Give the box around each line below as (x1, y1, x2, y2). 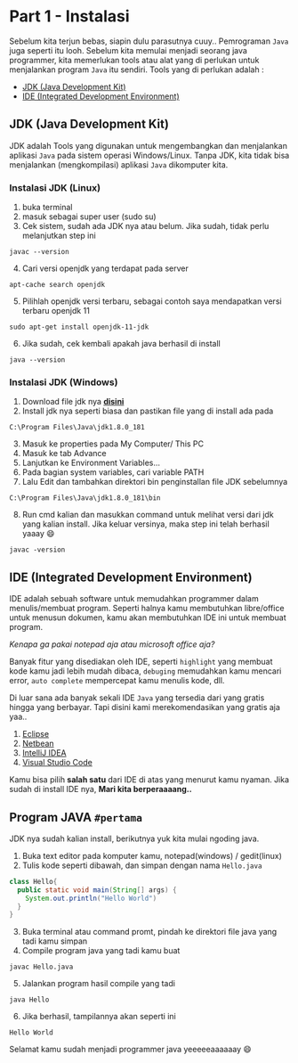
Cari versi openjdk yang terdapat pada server (21, 263, 189, 274)
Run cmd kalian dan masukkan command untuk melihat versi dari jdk (21, 510, 274, 520)
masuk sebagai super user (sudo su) (21, 211, 157, 222)
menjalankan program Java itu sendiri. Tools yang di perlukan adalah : (9, 64, 264, 75)
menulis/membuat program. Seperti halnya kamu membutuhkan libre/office (9, 603, 285, 614)
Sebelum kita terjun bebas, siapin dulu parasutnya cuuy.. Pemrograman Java (9, 36, 289, 46)
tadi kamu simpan (21, 936, 88, 946)
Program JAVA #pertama (9, 809, 142, 825)
